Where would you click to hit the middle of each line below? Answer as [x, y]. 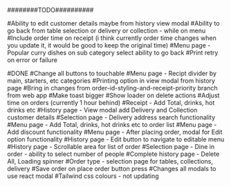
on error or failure [32, 60]
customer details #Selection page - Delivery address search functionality [111, 117]
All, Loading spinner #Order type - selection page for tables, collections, [110, 161]
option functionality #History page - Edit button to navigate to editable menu [116, 139]
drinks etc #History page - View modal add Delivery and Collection [102, 110]
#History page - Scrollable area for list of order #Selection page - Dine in [111, 147]
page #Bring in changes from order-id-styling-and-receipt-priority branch [112, 88]
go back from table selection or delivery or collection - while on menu [107, 31]
